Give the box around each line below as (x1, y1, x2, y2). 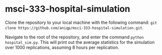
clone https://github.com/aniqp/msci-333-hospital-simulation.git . (5, 24, 144, 30)
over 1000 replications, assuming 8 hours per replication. (5, 44, 119, 50)
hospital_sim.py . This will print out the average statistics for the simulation (5, 39, 155, 45)
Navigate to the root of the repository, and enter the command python (5, 34, 144, 40)
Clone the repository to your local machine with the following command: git (5, 19, 157, 25)
